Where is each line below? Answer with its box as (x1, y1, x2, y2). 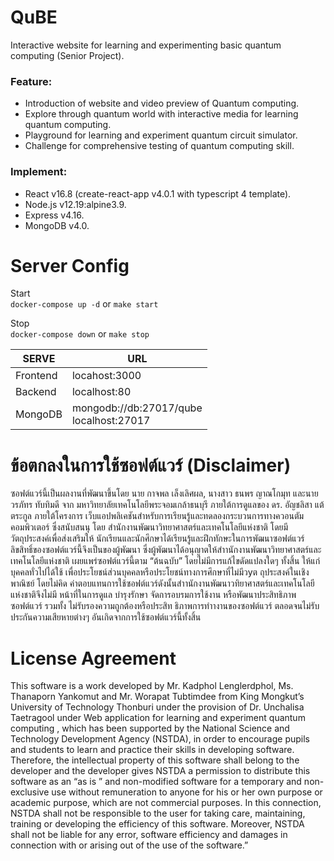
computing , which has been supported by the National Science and (10, 722, 290, 735)
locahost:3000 (71, 369, 142, 383)
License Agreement (10, 647, 177, 670)
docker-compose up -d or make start (10, 298, 159, 310)
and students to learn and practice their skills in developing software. (10, 744, 295, 756)
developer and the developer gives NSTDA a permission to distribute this (10, 765, 311, 777)
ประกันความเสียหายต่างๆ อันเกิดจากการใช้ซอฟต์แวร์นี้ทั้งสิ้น (10, 611, 202, 623)
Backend (15, 385, 57, 399)
